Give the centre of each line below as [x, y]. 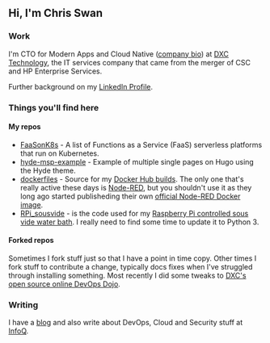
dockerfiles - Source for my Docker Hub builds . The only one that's [132, 179]
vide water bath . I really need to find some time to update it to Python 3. [139, 222]
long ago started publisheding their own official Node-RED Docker [130, 196]
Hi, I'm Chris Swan [56, 13]
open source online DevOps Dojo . [65, 284]
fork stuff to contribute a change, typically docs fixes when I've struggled [131, 267]
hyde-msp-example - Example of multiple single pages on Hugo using [137, 161]
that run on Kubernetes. [59, 153]
